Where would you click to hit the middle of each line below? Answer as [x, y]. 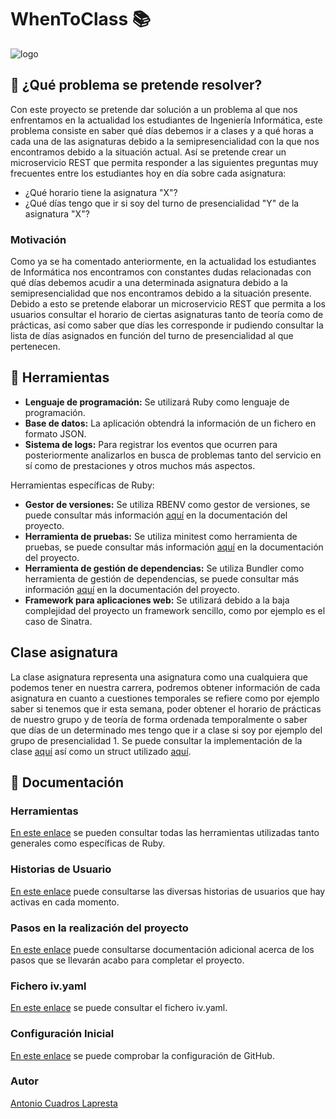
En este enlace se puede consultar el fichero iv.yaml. [119, 1008]
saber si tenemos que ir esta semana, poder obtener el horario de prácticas [166, 708]
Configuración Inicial [62, 1034]
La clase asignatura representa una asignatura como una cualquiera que [159, 677]
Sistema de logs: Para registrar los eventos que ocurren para [151, 444]
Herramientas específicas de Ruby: [82, 485]
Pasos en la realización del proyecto [99, 928]
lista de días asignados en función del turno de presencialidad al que [152, 336]
